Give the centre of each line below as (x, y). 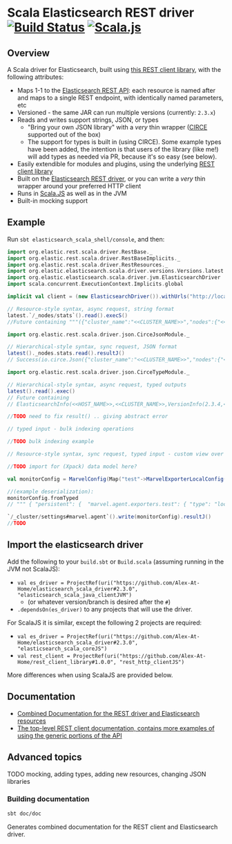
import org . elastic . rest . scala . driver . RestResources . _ (88, 264)
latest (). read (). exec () (41, 391)
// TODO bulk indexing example (51, 442)
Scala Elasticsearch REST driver (101, 13)
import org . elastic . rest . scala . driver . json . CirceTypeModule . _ (98, 372)
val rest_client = (43, 656)
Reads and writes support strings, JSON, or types (88, 120)
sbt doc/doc (24, 814)
